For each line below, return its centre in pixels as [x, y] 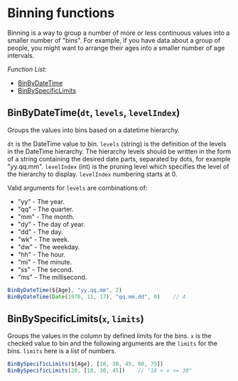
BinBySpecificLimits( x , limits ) [76, 319]
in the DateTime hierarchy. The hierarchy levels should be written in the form [119, 151]
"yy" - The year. [41, 201]
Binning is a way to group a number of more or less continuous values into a [119, 33]
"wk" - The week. [43, 239]
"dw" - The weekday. [49, 247]
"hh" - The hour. [42, 254]
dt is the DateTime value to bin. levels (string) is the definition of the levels [117, 144]
